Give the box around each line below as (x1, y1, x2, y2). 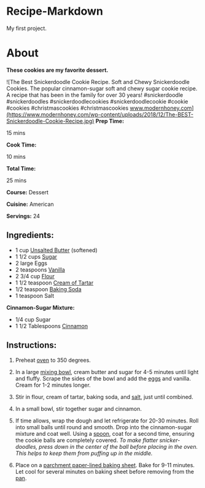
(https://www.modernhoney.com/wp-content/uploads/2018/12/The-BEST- (6, 110, 194, 118)
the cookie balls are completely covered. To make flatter (15, 437, 158, 444)
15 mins (6, 129, 26, 136)
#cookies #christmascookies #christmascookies (6, 104, 129, 112)
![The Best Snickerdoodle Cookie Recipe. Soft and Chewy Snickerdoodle (6, 78, 190, 85)
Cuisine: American (6, 200, 54, 208)
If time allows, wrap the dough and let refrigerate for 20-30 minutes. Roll (15, 417, 199, 424)
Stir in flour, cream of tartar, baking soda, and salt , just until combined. (15, 393, 193, 400)
